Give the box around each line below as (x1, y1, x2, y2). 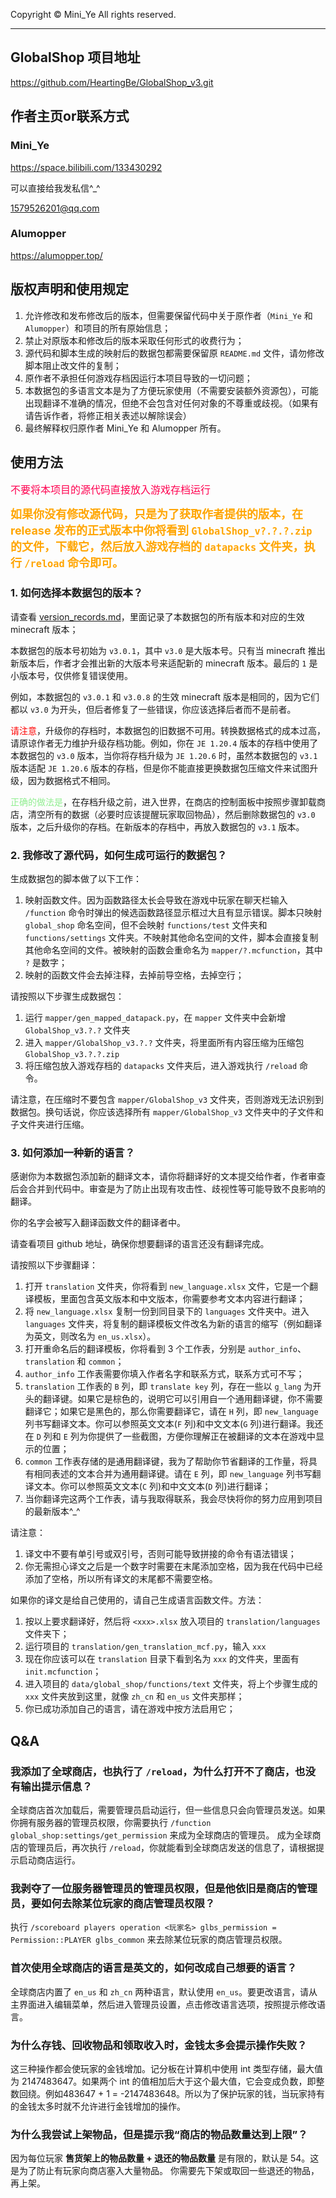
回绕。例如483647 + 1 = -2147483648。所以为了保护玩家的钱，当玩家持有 (18, 2087, 326, 2099)
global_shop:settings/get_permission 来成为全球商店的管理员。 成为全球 (10, 1829, 313, 1841)
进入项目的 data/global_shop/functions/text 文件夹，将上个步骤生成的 (24, 1678, 318, 1690)
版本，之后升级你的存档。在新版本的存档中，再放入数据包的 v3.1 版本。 (10, 820, 305, 833)
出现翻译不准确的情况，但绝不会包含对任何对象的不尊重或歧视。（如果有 (24, 397, 319, 409)
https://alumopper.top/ (10, 249, 103, 261)
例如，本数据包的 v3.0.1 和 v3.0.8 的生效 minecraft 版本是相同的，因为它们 (10, 690, 320, 703)
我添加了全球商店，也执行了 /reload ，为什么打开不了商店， (10, 1764, 296, 1778)
